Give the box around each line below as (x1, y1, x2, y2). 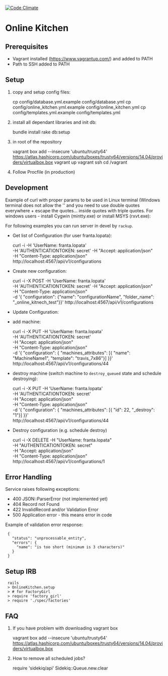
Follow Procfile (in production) (12, 169, 75, 175)
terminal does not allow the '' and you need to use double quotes (5, 202, 140, 208)
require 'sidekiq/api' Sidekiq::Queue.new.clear (12, 665, 108, 671)
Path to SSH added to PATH (12, 61, 70, 67)
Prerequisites (5, 42, 48, 51)
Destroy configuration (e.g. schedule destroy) (12, 427, 107, 433)
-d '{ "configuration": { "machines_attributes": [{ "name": (12, 350, 131, 356)
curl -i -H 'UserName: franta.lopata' (12, 242, 87, 248)
